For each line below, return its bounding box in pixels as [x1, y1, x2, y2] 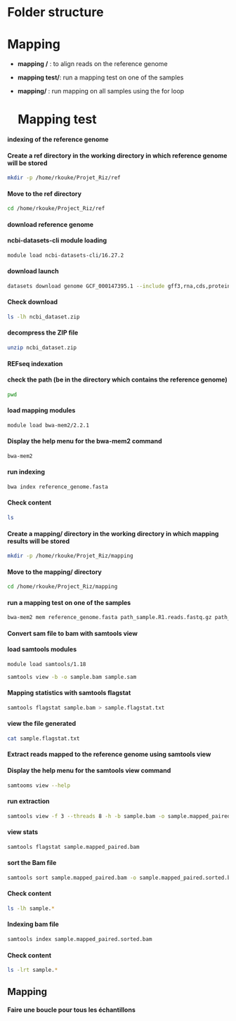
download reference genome [7, 220, 93, 228]
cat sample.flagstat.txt [7, 735, 80, 742]
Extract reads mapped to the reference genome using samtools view [7, 750, 211, 759]
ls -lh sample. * [7, 905, 55, 912]
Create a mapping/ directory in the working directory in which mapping [7, 529, 219, 538]
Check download [7, 298, 58, 306]
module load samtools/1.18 [7, 661, 86, 668]
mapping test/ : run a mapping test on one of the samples [17, 73, 184, 82]
